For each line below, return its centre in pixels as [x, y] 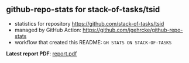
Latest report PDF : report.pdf [42, 53]
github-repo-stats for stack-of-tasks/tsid [83, 10]
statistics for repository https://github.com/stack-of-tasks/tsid [89, 23]
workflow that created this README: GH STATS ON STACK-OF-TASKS [93, 42]
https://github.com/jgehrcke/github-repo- [133, 30]
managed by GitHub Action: [48, 30]
